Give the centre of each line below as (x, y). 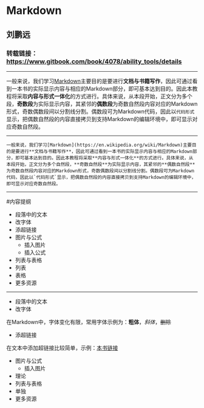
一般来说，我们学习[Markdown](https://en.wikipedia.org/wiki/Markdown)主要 (99, 145)
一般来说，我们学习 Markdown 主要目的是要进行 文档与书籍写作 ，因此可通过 (99, 81)
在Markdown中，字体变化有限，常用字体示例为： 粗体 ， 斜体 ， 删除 (89, 322)
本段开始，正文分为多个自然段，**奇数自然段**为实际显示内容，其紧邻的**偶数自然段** (101, 164)
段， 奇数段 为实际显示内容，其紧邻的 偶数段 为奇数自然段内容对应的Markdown (102, 103)
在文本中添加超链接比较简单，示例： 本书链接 (62, 348)
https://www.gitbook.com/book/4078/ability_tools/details (94, 61)
